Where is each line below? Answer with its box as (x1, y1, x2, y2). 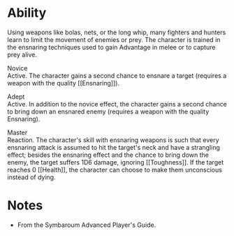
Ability (7, 5, 47, 21)
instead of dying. (7, 173, 56, 181)
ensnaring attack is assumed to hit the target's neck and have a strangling (7, 143, 220, 151)
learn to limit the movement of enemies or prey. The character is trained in (7, 35, 221, 43)
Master (7, 128, 28, 137)
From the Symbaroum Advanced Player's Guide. (17, 221, 156, 229)
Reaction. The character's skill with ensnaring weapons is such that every (7, 135, 219, 144)
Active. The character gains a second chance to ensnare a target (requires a (7, 71, 227, 80)
